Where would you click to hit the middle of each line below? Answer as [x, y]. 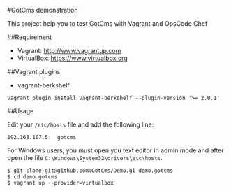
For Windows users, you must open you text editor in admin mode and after [116, 150]
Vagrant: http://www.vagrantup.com [69, 51]
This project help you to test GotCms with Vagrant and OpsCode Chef [107, 23]
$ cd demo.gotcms [32, 177]
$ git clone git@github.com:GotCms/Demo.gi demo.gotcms [90, 171]
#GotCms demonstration [43, 10]
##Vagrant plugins [34, 72]
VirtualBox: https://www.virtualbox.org [72, 58]
